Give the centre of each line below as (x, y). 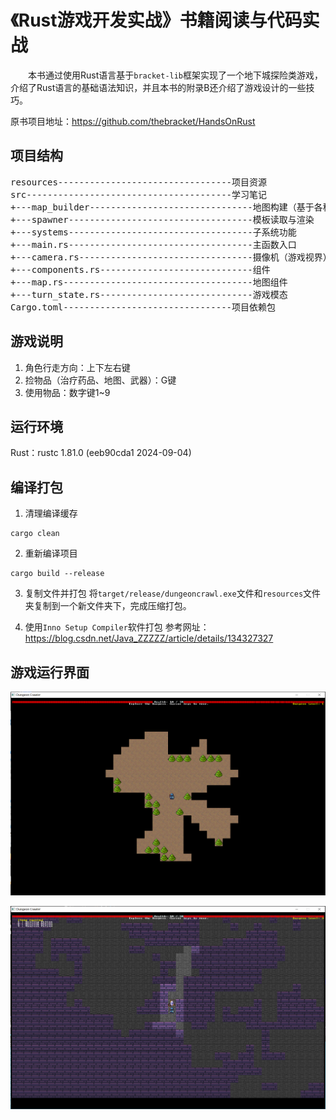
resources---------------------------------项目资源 (139, 182)
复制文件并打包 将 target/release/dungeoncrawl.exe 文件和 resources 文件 (173, 593)
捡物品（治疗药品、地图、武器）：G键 (100, 380)
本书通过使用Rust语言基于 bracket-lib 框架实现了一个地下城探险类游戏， (176, 75)
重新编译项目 (51, 553)
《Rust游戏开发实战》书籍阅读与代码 (156, 20)
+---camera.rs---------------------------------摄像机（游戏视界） (171, 257)
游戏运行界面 (50, 672)
